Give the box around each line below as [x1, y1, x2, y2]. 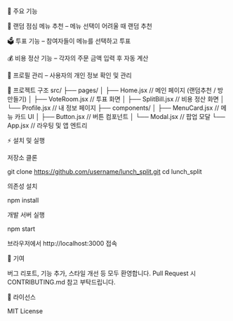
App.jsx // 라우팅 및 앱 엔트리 [7, 121, 88, 130]
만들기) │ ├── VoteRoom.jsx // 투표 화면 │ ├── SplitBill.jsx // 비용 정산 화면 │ [7, 95, 225, 103]
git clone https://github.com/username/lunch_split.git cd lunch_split [7, 168, 202, 175]
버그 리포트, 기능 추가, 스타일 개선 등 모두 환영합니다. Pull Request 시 [7, 269, 197, 277]
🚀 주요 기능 [7, 7, 38, 15]
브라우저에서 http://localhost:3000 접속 [7, 239, 118, 247]
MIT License [7, 307, 44, 315]
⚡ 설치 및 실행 [7, 137, 46, 144]
